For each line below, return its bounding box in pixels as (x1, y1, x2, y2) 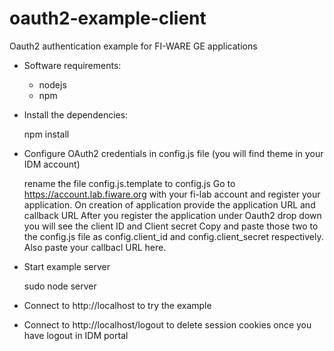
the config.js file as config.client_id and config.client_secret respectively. (23, 230, 324, 242)
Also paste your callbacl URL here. (23, 241, 167, 253)
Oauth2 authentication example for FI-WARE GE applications (9, 40, 258, 52)
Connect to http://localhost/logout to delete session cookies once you (23, 318, 312, 331)
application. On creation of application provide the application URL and (23, 198, 316, 211)
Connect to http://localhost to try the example (23, 299, 212, 311)
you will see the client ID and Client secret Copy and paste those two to (23, 220, 319, 232)
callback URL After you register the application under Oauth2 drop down (23, 209, 322, 221)
